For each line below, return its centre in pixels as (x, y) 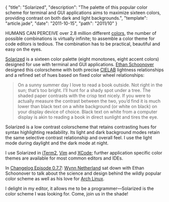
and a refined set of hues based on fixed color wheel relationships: (75, 75)
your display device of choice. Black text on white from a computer (88, 112)
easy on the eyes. (24, 49)
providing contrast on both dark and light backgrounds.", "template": (76, 18)
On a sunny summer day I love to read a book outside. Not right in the (90, 85)
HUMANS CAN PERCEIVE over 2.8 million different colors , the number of (81, 33)
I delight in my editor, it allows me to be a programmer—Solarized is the (80, 188)
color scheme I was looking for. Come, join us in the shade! (67, 194)
